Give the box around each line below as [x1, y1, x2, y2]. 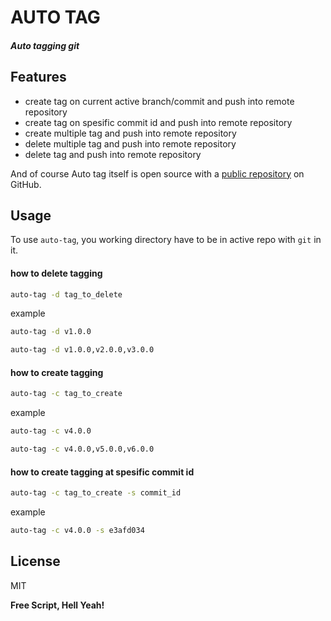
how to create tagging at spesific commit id [10, 466, 195, 478]
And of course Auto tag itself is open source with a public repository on [10, 167, 305, 180]
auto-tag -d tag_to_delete [10, 289, 123, 300]
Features [10, 69, 67, 86]
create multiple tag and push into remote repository [24, 127, 237, 139]
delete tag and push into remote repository [24, 148, 202, 160]
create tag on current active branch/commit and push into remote [24, 95, 295, 107]
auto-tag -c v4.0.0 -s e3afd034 [10, 526, 145, 536]
